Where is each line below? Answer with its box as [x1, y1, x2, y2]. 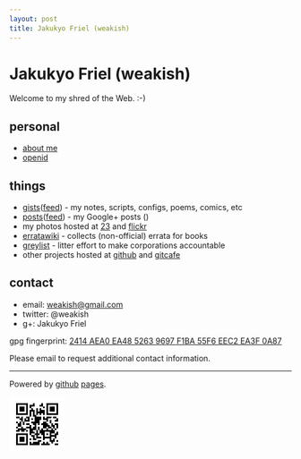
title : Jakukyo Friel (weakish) [9, 23, 130, 33]
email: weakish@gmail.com [21, 299, 124, 310]
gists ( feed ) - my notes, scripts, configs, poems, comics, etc [21, 202, 244, 213]
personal [9, 119, 60, 134]
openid [21, 152, 49, 163]
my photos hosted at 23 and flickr [21, 221, 148, 232]
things [9, 178, 47, 193]
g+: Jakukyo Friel [21, 318, 87, 328]
